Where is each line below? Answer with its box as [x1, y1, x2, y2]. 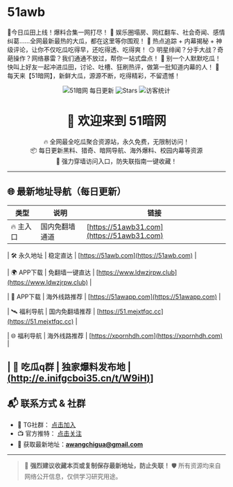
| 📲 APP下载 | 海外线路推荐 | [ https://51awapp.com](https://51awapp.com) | [7, 292, 221, 301]
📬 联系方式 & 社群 [7, 397, 86, 410]
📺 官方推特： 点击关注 [17, 429, 82, 438]
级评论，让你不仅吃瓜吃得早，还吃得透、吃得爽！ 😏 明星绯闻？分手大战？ [7, 45, 218, 53]
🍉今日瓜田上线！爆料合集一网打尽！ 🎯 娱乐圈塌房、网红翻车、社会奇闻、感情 [7, 28, 225, 36]
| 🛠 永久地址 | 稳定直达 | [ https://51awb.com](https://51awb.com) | [7, 251, 197, 259]
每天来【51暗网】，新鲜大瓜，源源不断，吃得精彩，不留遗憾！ [7, 71, 180, 80]
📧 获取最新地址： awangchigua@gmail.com [17, 440, 144, 448]
